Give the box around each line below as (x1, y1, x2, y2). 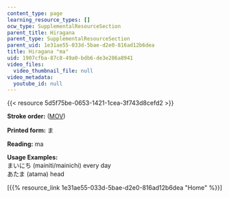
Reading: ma (7, 140, 44, 148)
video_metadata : (7, 73, 53, 81)
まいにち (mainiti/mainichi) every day (7, 162, 112, 170)
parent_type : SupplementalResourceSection (7, 36, 130, 42)
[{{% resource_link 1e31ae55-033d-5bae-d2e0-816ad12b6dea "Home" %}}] (7, 184, 223, 192)
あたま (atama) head (7, 170, 65, 178)
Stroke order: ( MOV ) (7, 112, 66, 121)
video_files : (7, 61, 45, 68)
